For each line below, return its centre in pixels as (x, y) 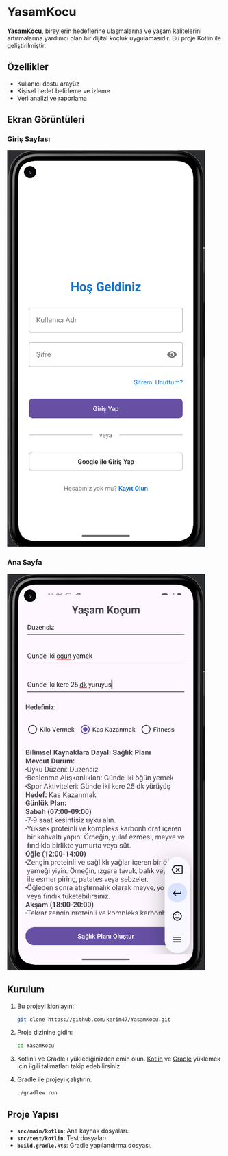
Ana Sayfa (25, 563)
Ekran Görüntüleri (46, 120)
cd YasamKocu (36, 1046)
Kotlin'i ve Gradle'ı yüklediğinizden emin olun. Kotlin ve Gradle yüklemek (119, 1059)
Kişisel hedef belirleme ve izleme (64, 90)
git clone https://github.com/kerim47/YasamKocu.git (94, 1019)
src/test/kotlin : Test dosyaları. (62, 1137)
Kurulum (26, 990)
